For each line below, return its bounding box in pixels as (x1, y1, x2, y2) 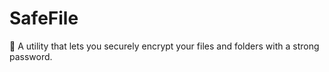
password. (9, 50, 53, 62)
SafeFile (9, 7, 79, 30)
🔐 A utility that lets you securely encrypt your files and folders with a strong (9, 40, 320, 52)
